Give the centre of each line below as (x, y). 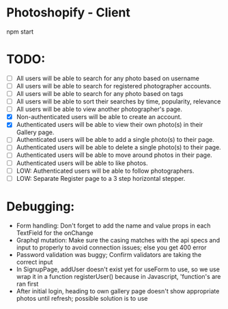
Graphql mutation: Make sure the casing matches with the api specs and (118, 240)
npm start (20, 32)
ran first (27, 284)
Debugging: (41, 206)
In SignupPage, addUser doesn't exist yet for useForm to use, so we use (118, 269)
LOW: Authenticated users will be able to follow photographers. (105, 171)
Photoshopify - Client (69, 13)
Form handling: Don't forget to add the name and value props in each (113, 225)
